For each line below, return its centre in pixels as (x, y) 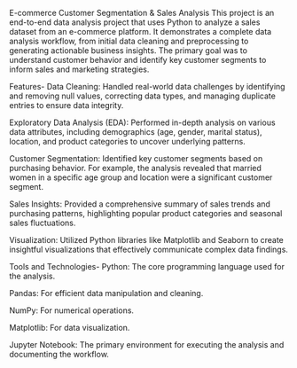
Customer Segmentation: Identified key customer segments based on (136, 158)
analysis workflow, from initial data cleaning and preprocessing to (129, 41)
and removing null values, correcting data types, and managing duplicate (143, 96)
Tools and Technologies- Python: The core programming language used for (147, 266)
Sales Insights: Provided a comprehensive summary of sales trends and (140, 204)
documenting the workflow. (59, 354)
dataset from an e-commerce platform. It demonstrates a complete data (141, 31)
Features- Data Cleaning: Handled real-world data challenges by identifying (147, 86)
